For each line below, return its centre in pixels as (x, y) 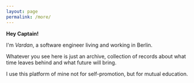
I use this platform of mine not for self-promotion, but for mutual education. (97, 74)
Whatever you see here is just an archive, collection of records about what (96, 56)
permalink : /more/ (29, 17)
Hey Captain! (23, 33)
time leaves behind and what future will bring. (61, 63)
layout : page (22, 11)
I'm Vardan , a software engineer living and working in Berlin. (79, 45)
